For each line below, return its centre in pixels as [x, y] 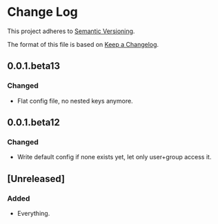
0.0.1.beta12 [33, 122]
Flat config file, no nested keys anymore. [75, 101]
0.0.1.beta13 [34, 66]
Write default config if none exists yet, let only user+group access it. [114, 157]
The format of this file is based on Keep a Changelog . [83, 44]
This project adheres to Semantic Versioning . [71, 31]
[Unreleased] [36, 179]
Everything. [33, 213]
